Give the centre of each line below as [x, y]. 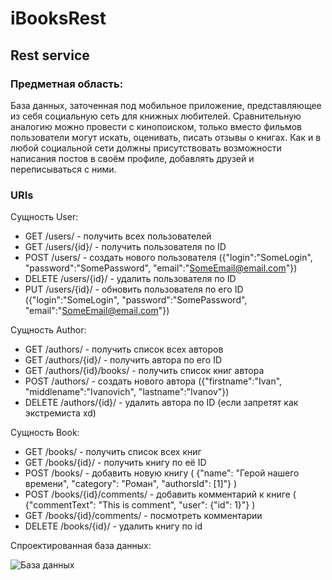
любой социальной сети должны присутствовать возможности [146, 148]
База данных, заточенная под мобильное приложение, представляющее [166, 105]
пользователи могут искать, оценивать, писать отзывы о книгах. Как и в [166, 137]
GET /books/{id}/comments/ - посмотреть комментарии [143, 516]
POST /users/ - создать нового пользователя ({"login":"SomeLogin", [168, 258]
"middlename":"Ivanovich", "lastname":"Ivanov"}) [127, 392]
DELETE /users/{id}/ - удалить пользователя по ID [130, 279]
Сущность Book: [45, 433]
